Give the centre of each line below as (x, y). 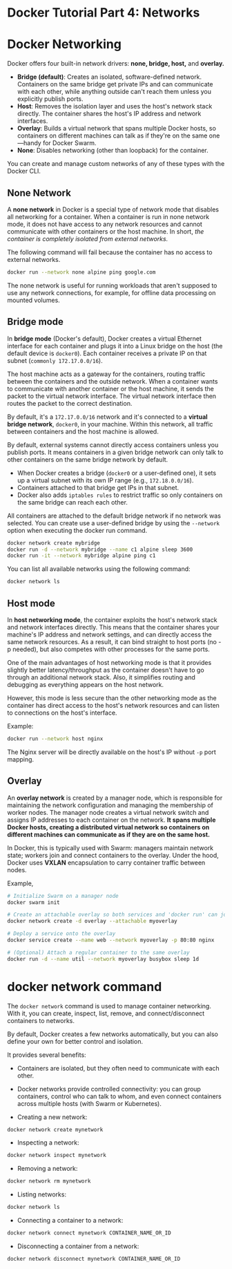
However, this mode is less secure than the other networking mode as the (112, 698)
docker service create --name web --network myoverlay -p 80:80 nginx (111, 940)
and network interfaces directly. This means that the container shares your (113, 627)
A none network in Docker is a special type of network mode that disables (113, 209)
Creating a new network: (52, 1117)
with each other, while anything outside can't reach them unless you (114, 92)
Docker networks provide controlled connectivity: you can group (109, 1089)
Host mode (31, 603)
